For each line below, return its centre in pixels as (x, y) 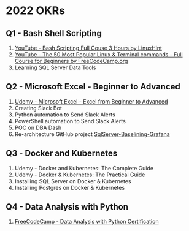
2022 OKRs (36, 11)
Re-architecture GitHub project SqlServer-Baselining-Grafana (92, 134)
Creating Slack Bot (38, 108)
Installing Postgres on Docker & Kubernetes (70, 187)
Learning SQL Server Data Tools (55, 67)
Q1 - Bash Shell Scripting (54, 33)
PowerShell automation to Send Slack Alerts (70, 121)
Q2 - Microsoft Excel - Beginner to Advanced (93, 87)
